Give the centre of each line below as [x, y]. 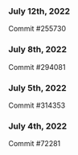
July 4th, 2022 [38, 126]
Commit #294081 [37, 67]
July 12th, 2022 [39, 11]
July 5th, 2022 [37, 88]
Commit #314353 [37, 105]
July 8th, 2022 [37, 50]
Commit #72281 [35, 144]
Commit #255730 [37, 29]
